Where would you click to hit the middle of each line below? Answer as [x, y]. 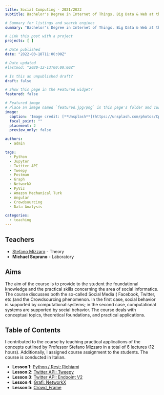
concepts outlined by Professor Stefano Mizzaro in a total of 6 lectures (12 [80, 347]
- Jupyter [19, 161]
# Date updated [20, 63]
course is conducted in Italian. [35, 357]
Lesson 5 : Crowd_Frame [37, 388]
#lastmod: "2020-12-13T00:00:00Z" [40, 67]
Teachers [20, 240]
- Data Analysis [26, 207]
